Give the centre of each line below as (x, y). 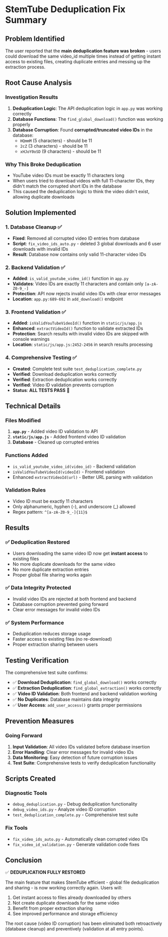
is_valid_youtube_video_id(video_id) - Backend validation (74, 466)
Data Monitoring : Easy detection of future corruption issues (75, 757)
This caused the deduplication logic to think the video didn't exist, (81, 191)
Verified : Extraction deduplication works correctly (65, 379)
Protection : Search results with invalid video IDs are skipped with (80, 334)
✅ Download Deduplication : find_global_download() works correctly (85, 682)
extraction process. (25, 67)
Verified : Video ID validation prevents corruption (63, 385)
